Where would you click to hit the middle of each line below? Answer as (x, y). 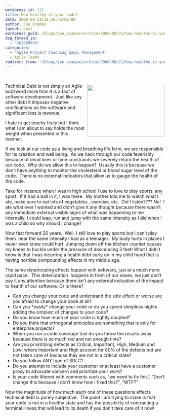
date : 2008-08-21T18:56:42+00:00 (40, 19)
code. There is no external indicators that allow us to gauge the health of (81, 176)
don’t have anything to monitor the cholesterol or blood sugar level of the (81, 170)
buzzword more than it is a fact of (40, 91)
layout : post (19, 29)
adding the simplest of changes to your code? (60, 312)
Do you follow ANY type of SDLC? (48, 361)
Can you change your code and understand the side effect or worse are (87, 296)
